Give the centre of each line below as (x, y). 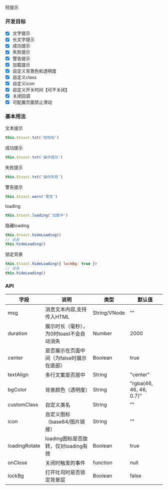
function (102, 463)
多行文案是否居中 (65, 375)
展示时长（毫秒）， (66, 326)
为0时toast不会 (62, 334)
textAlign (18, 375)
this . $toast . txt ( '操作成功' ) (34, 157)
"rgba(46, (141, 384)
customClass (23, 405)
